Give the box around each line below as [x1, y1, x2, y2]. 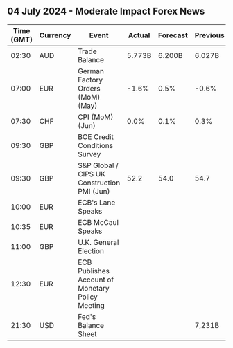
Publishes [77, 266, 110, 275]
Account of [77, 275, 114, 284]
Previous [194, 30, 225, 40]
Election [77, 246, 105, 255]
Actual [128, 30, 150, 40]
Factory [77, 75, 103, 84]
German [77, 66, 104, 75]
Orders [77, 83, 101, 93]
